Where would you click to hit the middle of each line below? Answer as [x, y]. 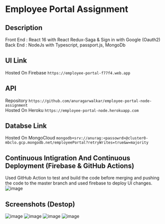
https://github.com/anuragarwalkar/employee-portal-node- [90, 101]
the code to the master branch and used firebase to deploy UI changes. [79, 183]
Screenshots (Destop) [40, 204]
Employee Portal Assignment [67, 9]
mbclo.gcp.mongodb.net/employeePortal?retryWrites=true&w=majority [77, 143]
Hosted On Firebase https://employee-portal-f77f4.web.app [68, 72]
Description [24, 28]
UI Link [16, 61]
